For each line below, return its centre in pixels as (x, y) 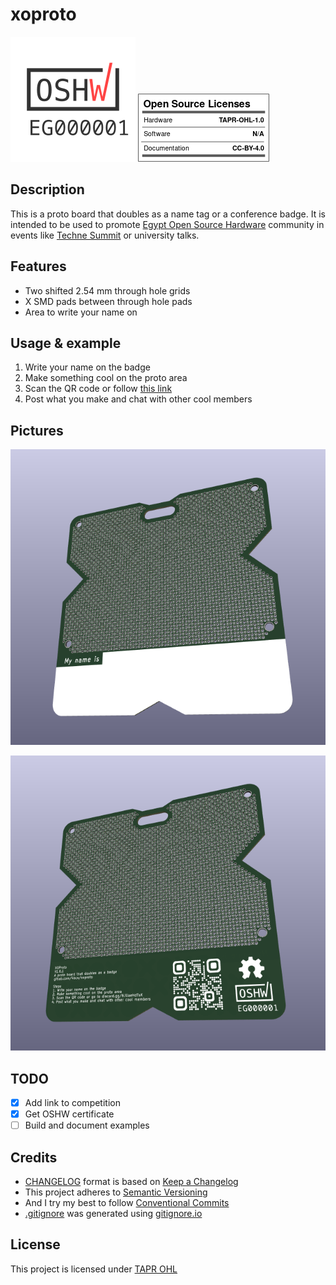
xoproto (43, 14)
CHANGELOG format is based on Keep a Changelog (131, 1181)
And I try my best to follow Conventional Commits (127, 1202)
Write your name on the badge (87, 367)
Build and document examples (87, 1125)
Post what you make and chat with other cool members (138, 399)
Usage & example (66, 343)
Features (38, 266)
